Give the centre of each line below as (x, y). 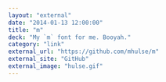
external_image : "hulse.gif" (56, 66)
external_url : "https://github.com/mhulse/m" (83, 52)
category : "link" (36, 45)
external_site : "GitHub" (49, 59)
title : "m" (26, 30)
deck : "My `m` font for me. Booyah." (70, 37)
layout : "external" (40, 15)
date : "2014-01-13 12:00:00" (56, 23)
